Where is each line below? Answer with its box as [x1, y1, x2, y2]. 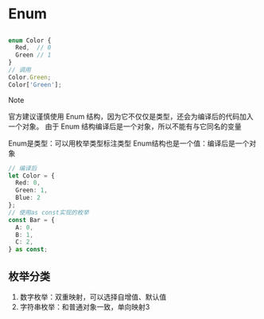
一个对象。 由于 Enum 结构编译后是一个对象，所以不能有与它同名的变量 [8, 121, 243, 131]
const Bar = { [8, 216, 56, 224]
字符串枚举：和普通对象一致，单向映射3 [19, 302, 150, 312]
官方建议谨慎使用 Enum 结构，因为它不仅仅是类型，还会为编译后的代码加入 [8, 111, 254, 121]
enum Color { [8, 37, 52, 45]
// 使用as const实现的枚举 [8, 208, 89, 216]
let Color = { [8, 172, 56, 180]
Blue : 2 [15, 194, 41, 202]
